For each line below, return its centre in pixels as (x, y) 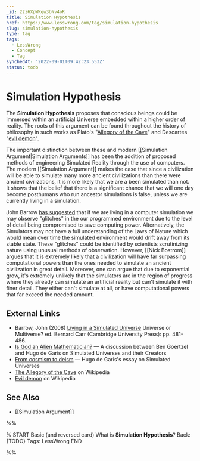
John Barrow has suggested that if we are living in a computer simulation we (100, 212)
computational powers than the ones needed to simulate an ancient (89, 263)
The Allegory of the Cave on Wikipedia (62, 372)
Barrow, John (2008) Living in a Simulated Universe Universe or (93, 328)
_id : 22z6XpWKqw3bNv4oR (36, 12)
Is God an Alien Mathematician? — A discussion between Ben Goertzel (101, 347)
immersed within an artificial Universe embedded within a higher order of (96, 119)
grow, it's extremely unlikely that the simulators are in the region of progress (99, 276)
